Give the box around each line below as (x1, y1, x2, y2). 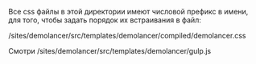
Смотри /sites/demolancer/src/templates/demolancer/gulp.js (8, 46, 212, 55)
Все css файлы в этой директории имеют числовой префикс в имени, (8, 7, 249, 16)
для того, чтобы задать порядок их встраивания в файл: (8, 15, 201, 25)
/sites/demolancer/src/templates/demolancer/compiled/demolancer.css (8, 31, 246, 40)
